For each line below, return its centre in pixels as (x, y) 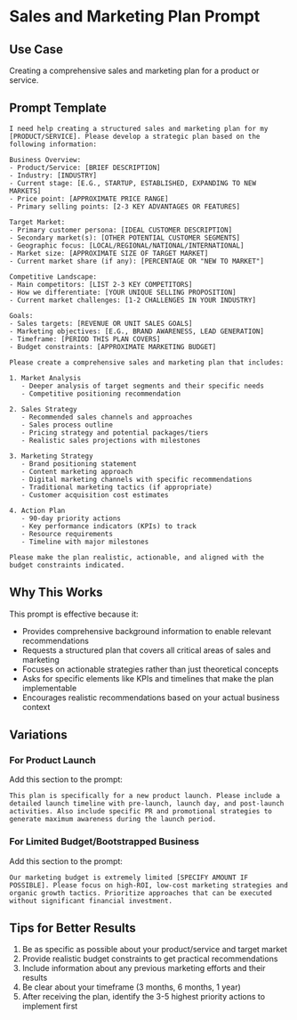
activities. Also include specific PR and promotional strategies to (141, 812)
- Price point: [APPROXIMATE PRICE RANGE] (89, 199)
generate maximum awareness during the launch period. (113, 820)
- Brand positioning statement (79, 464)
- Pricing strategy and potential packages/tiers (115, 432)
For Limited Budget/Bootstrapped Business (104, 842)
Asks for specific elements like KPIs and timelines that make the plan (148, 678)
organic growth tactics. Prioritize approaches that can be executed (141, 893)
